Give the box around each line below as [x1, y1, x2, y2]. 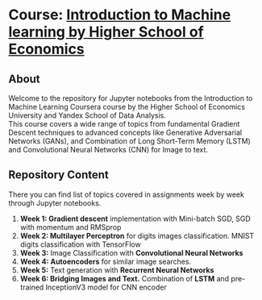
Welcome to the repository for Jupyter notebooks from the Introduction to [8, 94, 253, 102]
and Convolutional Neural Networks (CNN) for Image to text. [8, 145, 208, 154]
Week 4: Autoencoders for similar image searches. [19, 256, 192, 266]
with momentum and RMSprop [19, 222, 122, 231]
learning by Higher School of [8, 23, 204, 41]
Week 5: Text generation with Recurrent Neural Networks [19, 265, 214, 275]
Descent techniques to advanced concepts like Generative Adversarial [8, 127, 243, 137]
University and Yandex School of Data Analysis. [8, 110, 167, 120]
